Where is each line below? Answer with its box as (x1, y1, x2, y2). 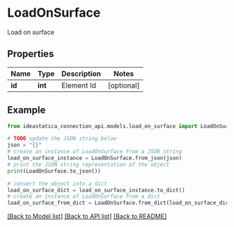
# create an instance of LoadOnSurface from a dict (7, 193, 160, 200)
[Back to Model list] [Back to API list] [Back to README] (7, 212, 167, 221)
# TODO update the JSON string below (7, 135, 117, 142)
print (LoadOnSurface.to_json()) (7, 167, 101, 175)
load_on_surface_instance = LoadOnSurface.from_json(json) (7, 155, 182, 162)
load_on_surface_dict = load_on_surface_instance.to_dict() (7, 187, 186, 194)
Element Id (61, 80, 96, 90)
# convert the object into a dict (7, 180, 108, 187)
